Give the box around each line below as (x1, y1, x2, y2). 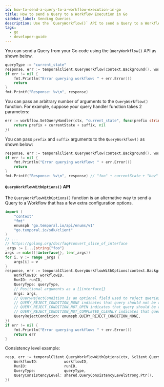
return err (14, 332, 36, 337)
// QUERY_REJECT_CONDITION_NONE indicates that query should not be (14, 300, 156, 305)
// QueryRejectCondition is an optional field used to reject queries (14, 296, 161, 301)
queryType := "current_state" (5, 62, 67, 67)
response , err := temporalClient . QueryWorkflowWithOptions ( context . (5, 268, 147, 273)
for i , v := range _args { (5, 255, 60, 260)
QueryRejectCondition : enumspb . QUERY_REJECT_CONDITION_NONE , (14, 314, 141, 319)
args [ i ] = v (14, 259, 38, 264)
